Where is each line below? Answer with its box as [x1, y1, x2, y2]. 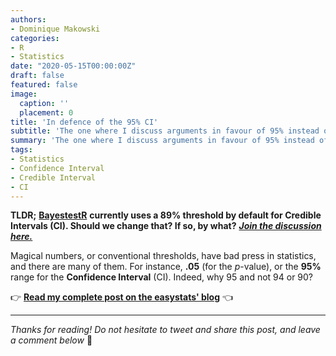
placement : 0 [19, 107, 74, 118]
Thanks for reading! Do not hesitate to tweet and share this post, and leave [10, 324, 321, 336]
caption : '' [19, 98, 70, 108]
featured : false [10, 80, 78, 90]
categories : [10, 33, 60, 43]
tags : [10, 145, 33, 155]
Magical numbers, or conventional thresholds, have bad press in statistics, [10, 250, 317, 262]
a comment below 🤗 [10, 334, 93, 346]
